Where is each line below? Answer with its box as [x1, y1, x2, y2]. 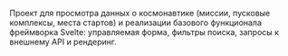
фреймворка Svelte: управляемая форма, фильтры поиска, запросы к [9, 27, 279, 37]
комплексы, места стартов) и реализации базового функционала [9, 17, 263, 28]
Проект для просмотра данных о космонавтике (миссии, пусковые [9, 8, 271, 18]
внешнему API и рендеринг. [9, 36, 117, 47]
